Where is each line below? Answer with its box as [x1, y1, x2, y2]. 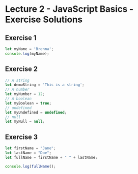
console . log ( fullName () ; [5, 164, 56, 169]
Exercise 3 [5, 133, 38, 141]
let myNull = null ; [5, 119, 45, 124]
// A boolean [5, 96, 32, 102]
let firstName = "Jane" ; [5, 146, 56, 151]
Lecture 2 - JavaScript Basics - [5, 3, 134, 15]
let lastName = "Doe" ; [5, 150, 52, 155]
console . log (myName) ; [5, 51, 50, 56]
